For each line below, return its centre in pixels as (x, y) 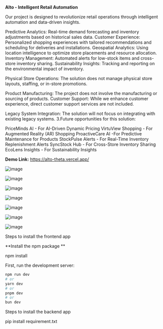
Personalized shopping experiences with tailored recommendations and (79, 42)
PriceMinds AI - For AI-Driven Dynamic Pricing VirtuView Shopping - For (79, 128)
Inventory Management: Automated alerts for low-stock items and (72, 58)
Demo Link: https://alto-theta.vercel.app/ (47, 159)
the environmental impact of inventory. (45, 69)
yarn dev (14, 284)
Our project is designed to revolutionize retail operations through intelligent (82, 17)
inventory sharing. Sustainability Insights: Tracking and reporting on (86, 63)
